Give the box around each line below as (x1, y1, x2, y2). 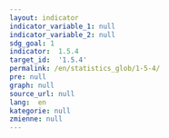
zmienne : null (9, 114, 64, 123)
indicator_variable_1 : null (9, 22, 116, 31)
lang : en (9, 97, 47, 107)
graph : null (9, 81, 55, 90)
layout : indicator (9, 13, 79, 23)
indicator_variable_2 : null (9, 30, 116, 39)
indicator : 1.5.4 (9, 47, 79, 56)
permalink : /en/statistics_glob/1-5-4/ (9, 64, 161, 74)
